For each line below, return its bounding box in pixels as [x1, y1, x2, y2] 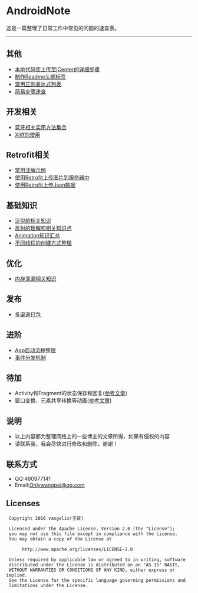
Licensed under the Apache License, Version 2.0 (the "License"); [8, 526, 176, 532]
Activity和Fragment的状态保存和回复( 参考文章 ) [14, 390, 128, 397]
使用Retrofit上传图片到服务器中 [14, 174, 90, 181]
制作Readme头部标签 [14, 73, 66, 80]
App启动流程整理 [14, 347, 56, 354]
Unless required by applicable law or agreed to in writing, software [8, 556, 186, 562]
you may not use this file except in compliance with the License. [8, 530, 178, 537]
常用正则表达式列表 [14, 80, 62, 87]
